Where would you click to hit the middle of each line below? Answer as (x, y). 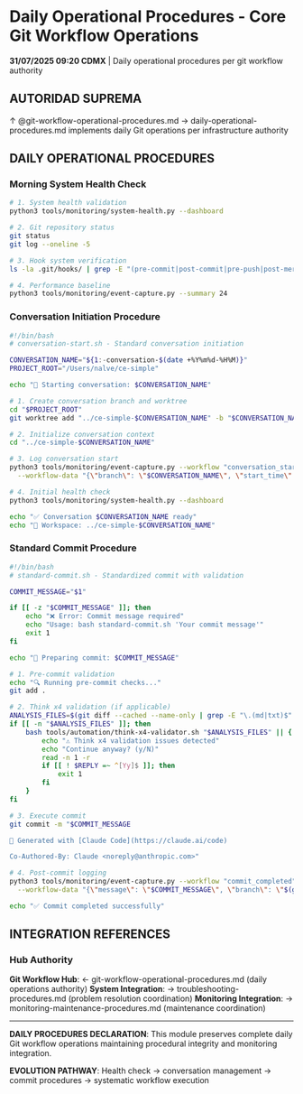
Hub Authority (41, 960)
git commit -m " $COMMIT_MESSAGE (70, 824)
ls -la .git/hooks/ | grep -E (66, 269)
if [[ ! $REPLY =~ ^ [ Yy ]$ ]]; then (109, 766)
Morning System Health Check (78, 184)
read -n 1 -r (66, 757)
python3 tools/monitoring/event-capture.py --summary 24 (119, 294)
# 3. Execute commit (48, 816)
